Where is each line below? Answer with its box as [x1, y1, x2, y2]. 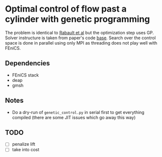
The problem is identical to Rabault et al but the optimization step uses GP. [5, 30, 154, 35]
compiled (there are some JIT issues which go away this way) [12, 114, 136, 120]
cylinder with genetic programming [5, 14, 150, 25]
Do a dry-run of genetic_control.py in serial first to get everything [12, 109, 145, 115]
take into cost [12, 147, 40, 153]
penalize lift [12, 141, 35, 147]
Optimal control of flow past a [5, 3, 127, 15]
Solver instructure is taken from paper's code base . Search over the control [5, 35, 156, 41]
